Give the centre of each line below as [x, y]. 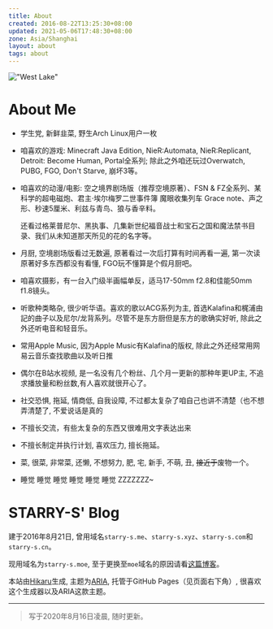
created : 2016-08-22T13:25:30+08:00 [70, 24]
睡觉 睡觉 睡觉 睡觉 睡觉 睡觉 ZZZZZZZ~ [87, 479]
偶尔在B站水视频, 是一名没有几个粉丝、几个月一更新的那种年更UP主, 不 [139, 373]
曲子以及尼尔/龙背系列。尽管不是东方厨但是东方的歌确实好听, [136, 318]
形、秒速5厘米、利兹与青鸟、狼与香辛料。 [90, 208]
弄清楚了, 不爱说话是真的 [61, 410]
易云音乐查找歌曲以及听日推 [67, 355]
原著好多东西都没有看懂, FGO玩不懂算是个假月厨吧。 [108, 263]
